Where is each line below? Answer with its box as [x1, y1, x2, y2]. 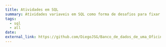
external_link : [5, 35, 37, 40]
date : [5, 30, 16, 35]
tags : [5, 16, 16, 21]
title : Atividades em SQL [5, 7, 58, 12]
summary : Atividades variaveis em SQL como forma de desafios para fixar [5, 12, 161, 17]
